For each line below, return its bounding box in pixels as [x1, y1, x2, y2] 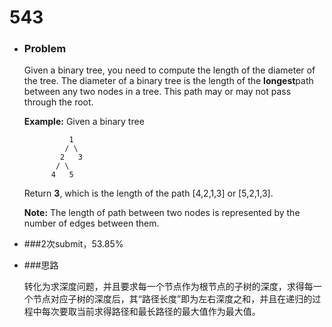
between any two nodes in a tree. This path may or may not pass [23, 86, 292, 98]
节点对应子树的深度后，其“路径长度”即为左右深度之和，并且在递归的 [32, 293, 313, 305]
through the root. [23, 96, 94, 108]
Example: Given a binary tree [23, 116, 145, 128]
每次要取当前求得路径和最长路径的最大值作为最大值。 [41, 306, 261, 318]
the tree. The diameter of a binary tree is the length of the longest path [23, 75, 314, 87]
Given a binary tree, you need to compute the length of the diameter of [23, 64, 316, 76]
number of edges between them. [23, 217, 160, 230]
